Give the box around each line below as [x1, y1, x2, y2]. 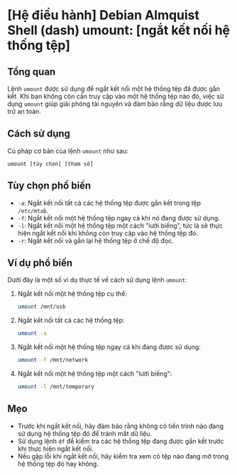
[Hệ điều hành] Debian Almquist [7, 7, 200, 23]
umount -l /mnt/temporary [17, 383, 94, 390]
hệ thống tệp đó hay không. [17, 459, 99, 468]
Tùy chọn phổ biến [7, 180, 92, 192]
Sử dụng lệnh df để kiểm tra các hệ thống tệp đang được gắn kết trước [17, 437, 224, 445]
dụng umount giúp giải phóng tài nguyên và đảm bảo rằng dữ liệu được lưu [7, 100, 223, 108]
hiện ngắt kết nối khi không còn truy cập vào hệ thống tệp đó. [17, 228, 199, 237]
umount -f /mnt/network [17, 356, 89, 364]
